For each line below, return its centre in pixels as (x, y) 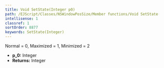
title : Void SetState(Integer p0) (40, 9)
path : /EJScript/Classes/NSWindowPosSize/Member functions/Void (72, 14)
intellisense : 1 (21, 18)
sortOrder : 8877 (21, 28)
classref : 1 (17, 23)
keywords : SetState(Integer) (35, 32)
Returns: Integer (29, 60)
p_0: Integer (24, 55)
